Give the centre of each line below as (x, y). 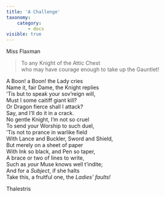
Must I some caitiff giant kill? (42, 101)
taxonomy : (19, 17)
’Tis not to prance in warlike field (47, 133)
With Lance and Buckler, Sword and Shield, (60, 139)
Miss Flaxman (23, 51)
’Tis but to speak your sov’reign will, (51, 94)
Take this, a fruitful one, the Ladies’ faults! (58, 177)
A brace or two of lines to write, (45, 158)
